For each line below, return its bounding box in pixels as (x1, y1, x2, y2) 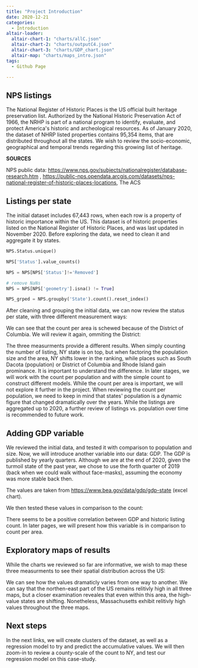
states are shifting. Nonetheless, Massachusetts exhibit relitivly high (20, 597, 186, 604)
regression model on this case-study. (6, 655, 97, 662)
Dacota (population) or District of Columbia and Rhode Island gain (6, 361, 166, 368)
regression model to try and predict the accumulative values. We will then (6, 643, 184, 650)
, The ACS (116, 179, 141, 186)
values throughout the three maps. (6, 604, 90, 611)
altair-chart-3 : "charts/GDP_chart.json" (11, 47, 115, 53)
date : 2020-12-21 (6, 14, 49, 20)
